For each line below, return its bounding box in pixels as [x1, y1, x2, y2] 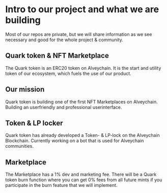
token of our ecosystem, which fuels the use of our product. [5, 70, 131, 76]
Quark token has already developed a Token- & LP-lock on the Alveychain [5, 132, 160, 139]
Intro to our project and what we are [5, 4, 159, 15]
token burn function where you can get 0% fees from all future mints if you [5, 177, 162, 183]
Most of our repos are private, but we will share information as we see [5, 31, 152, 37]
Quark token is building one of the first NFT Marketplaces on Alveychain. [5, 98, 158, 105]
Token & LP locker [5, 119, 63, 127]
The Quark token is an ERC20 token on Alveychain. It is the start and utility [5, 65, 161, 71]
